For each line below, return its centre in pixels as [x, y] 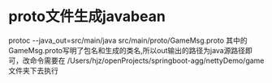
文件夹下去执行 [33, 70]
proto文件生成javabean [87, 17]
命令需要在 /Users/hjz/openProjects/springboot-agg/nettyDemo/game [147, 60]
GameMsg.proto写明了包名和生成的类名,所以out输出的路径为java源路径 [127, 50]
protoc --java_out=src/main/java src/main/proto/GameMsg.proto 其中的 [128, 40]
